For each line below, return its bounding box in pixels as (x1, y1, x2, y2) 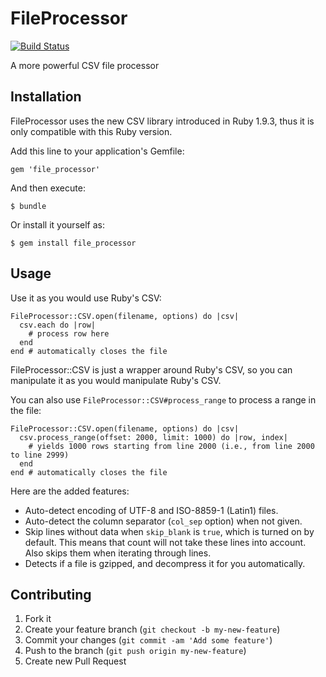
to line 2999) (10, 450, 70, 460)
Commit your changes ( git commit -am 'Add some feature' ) (24, 634, 273, 646)
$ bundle (10, 201, 47, 211)
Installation (10, 88, 82, 106)
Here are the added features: (10, 485, 130, 497)
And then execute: (10, 182, 86, 194)
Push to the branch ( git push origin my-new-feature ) (24, 645, 247, 657)
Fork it (24, 613, 52, 625)
